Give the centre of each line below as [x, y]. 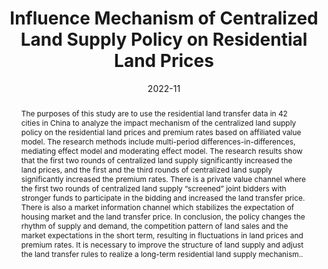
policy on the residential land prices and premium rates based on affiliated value [161, 132]
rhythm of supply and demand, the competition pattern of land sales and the [154, 225]
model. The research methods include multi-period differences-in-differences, [158, 141]
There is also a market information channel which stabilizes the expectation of [157, 207]
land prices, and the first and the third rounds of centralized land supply [146, 169]
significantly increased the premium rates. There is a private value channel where [163, 178]
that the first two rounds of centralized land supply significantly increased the [156, 160]
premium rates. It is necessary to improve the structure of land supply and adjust [162, 244]
